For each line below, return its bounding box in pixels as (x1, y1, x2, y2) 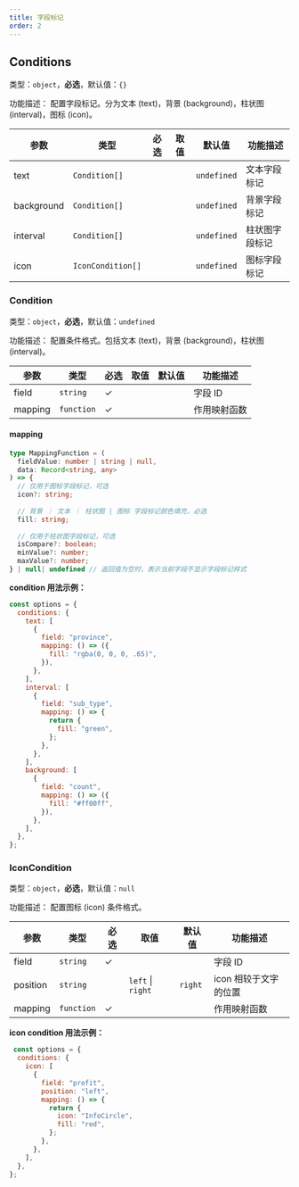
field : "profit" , (41, 1078, 105, 1087)
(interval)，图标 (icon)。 (9, 109, 98, 120)
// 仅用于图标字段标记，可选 (17, 482, 109, 491)
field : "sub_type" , (41, 700, 114, 709)
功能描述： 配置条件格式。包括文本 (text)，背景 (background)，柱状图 (9, 335, 265, 345)
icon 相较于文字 (213, 973, 279, 985)
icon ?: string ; (17, 490, 74, 500)
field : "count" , (41, 783, 101, 792)
